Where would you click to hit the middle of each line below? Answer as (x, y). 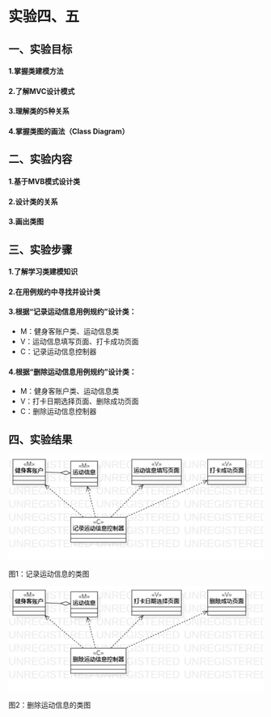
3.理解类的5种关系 (39, 111)
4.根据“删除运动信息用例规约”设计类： (72, 371)
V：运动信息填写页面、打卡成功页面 (79, 341)
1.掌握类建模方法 (36, 71)
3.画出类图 (26, 222)
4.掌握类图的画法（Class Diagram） (69, 131)
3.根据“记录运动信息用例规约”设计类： (72, 312)
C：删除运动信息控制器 (58, 412)
